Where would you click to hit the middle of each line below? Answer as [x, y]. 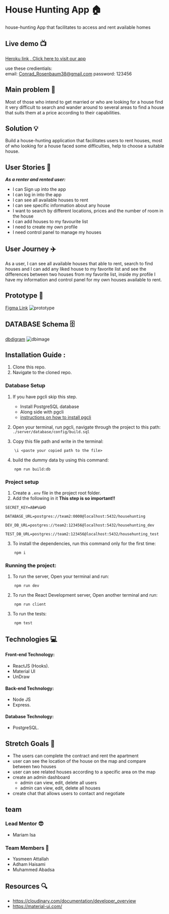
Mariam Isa [24, 835]
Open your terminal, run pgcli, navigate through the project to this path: [87, 427]
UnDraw [21, 677]
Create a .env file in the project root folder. [57, 493]
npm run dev [27, 586]
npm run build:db [33, 469]
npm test [23, 623]
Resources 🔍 [26, 886]
